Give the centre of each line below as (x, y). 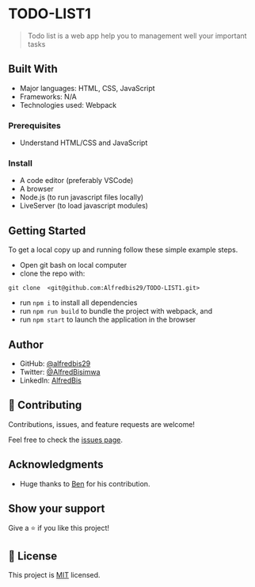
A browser (36, 189)
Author (26, 344)
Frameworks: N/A (48, 97)
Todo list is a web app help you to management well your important (137, 36)
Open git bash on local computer (73, 265)
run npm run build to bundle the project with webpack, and (116, 311)
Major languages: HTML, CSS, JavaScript (88, 88)
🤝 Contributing (45, 405)
